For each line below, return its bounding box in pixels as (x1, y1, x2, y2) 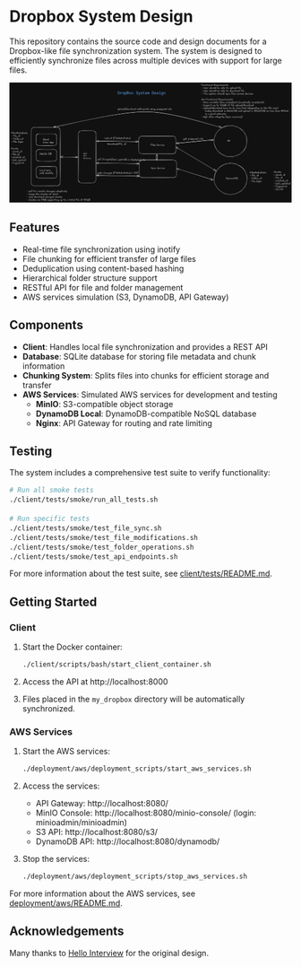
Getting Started (9, 594, 98, 609)
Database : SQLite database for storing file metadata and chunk (21, 351, 257, 362)
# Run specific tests (9, 514, 90, 524)
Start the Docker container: (21, 641, 123, 652)
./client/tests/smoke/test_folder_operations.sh (9, 543, 194, 552)
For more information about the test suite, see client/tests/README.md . (9, 568, 273, 579)
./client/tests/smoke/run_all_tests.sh (9, 495, 159, 504)
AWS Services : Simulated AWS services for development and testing (21, 388, 278, 400)
